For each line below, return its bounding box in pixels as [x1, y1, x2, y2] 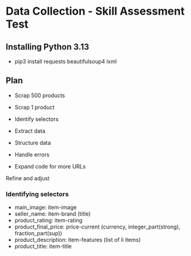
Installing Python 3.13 [5, 42, 90, 52]
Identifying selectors [5, 189, 69, 198]
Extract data [14, 127, 46, 134]
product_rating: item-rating [14, 217, 83, 224]
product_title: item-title [14, 243, 72, 250]
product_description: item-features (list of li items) [14, 236, 141, 244]
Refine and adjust [5, 174, 50, 181]
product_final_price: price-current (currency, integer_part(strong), [14, 223, 181, 230]
